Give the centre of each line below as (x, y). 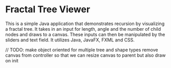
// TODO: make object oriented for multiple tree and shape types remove (82, 50)
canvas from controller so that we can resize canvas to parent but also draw (85, 55)
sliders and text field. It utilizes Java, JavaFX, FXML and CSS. (70, 40)
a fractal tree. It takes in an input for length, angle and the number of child (83, 29)
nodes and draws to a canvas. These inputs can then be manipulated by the (85, 34)
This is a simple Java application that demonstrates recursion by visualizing (85, 24)
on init (12, 60)
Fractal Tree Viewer (48, 9)
